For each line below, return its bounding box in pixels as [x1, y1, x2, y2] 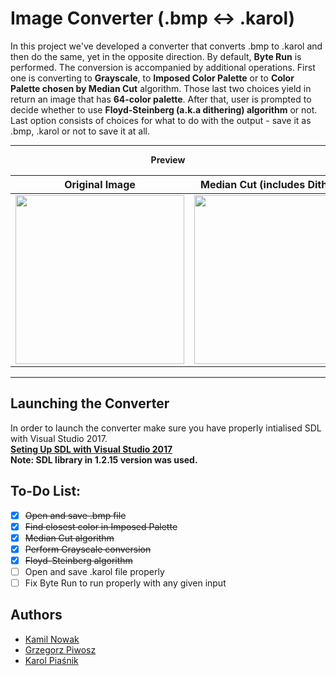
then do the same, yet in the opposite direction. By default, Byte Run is [10, 50, 302, 62]
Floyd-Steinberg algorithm [24, 554, 133, 566]
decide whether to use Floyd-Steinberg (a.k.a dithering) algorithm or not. [10, 103, 318, 116]
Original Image [64, 177, 136, 191]
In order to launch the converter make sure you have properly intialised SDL [10, 422, 322, 434]
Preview [150, 153, 186, 166]
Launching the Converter [10, 395, 170, 412]
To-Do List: [10, 483, 82, 500]
